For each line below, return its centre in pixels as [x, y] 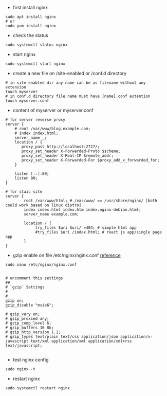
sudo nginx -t [21, 369]
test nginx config [31, 360]
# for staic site [24, 192]
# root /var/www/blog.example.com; [53, 129]
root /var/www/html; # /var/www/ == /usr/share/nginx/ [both [91, 201]
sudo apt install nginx [31, 17]
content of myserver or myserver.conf [53, 110]
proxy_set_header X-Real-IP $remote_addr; [68, 156]
